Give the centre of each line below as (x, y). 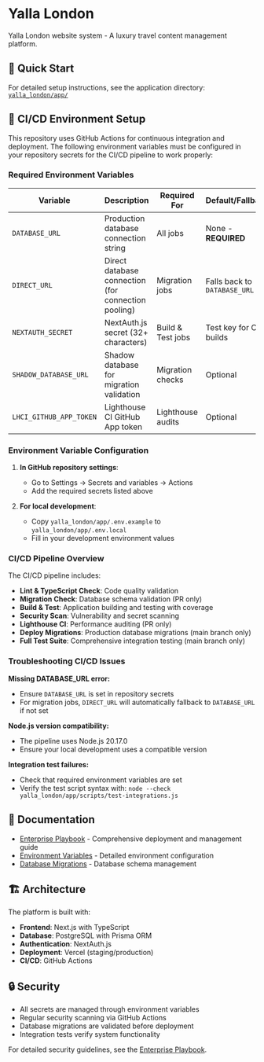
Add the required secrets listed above (92, 491)
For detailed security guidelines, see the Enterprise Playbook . (108, 1049)
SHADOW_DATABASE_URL (50, 375)
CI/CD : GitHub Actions (56, 961)
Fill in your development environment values (103, 538)
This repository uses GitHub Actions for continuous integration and (117, 138)
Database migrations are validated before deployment (106, 1026)
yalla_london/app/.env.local (79, 531)
